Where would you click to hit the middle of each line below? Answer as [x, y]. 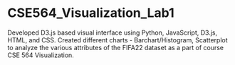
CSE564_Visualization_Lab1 [91, 13]
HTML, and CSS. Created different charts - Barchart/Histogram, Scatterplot [117, 40]
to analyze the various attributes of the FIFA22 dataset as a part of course [116, 47]
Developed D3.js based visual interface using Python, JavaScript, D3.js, [113, 32]
